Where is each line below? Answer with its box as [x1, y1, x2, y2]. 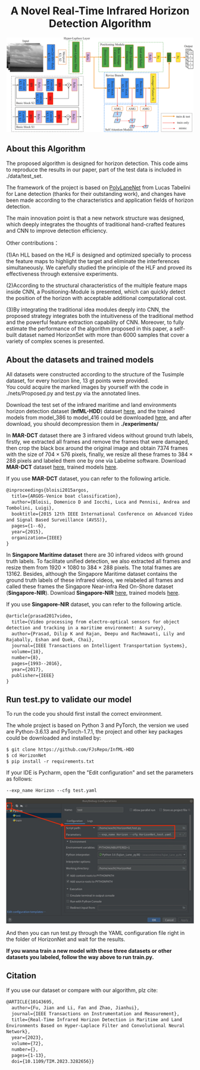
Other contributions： [6, 239, 60, 247]
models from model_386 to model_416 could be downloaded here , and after [6, 414, 192, 421]
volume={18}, [11, 648, 44, 654]
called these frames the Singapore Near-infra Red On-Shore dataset [6, 582, 174, 590]
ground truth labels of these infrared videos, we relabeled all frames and [6, 576, 184, 584]
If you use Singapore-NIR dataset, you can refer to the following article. [6, 600, 183, 608]
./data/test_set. [6, 172, 43, 179]
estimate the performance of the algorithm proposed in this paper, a [6, 325, 173, 332]
